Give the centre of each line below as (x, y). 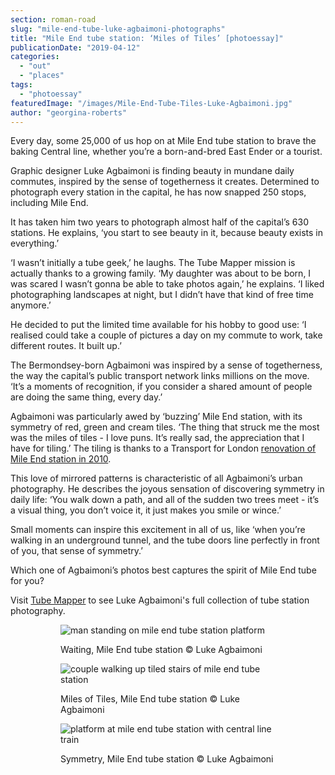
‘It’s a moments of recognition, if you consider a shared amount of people (161, 387)
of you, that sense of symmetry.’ (76, 551)
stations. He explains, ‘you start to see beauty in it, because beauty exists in (167, 233)
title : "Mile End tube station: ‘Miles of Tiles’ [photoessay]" (147, 38)
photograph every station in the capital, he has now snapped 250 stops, (158, 192)
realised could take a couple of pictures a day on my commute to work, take (166, 335)
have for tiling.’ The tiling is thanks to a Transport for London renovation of (163, 448)
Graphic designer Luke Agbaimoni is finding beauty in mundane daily (152, 171)
